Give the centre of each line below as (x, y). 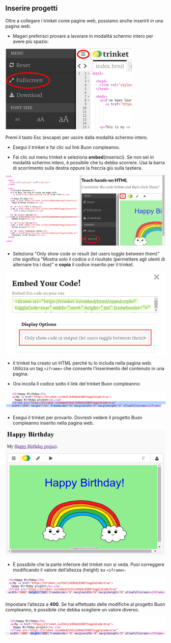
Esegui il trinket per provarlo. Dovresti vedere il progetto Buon (77, 417)
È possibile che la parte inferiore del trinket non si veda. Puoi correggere (88, 564)
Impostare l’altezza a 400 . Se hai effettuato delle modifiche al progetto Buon (85, 604)
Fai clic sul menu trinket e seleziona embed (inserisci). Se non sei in (83, 157)
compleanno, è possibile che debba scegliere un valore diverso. (72, 610)
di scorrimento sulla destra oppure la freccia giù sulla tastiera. (77, 168)
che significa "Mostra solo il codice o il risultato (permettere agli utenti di (89, 259)
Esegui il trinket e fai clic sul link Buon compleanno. (66, 147)
